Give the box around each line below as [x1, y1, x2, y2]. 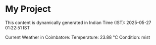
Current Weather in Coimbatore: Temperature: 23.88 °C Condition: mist [5, 34, 150, 40]
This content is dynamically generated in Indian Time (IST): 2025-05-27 [5, 20, 152, 25]
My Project [5, 3, 51, 15]
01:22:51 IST [5, 24, 30, 30]
